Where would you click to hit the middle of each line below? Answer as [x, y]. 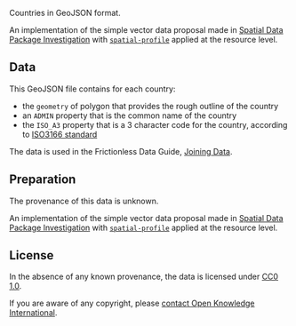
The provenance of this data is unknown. [84, 201]
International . [33, 313]
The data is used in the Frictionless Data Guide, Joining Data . [121, 151]
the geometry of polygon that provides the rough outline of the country [150, 106]
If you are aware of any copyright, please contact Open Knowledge [132, 303]
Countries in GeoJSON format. [65, 13]
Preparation [43, 180]
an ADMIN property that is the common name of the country [129, 115]
